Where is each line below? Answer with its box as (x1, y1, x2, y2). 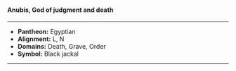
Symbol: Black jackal (17, 49, 79, 58)
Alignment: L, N (17, 35, 65, 43)
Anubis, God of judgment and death (7, 6, 114, 14)
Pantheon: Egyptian (17, 28, 76, 36)
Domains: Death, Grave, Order (17, 42, 107, 51)
